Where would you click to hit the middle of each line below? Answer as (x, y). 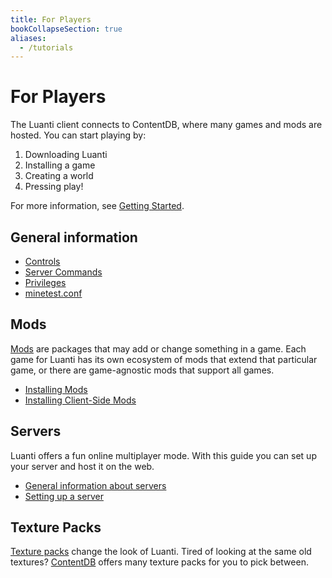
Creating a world (59, 176)
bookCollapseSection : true (66, 29)
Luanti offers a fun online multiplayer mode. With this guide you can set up (163, 455)
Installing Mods (56, 389)
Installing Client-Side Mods (80, 400)
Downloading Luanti (66, 155)
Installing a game (60, 165)
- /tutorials (46, 47)
